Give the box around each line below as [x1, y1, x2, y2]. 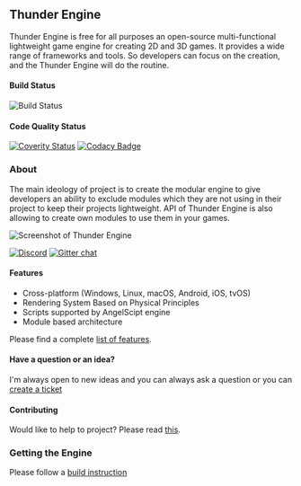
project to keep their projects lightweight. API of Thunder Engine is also [9, 202, 274, 214]
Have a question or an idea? [9, 354, 115, 365]
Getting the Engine [9, 446, 93, 459]
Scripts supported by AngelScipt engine [22, 306, 171, 317]
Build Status [9, 80, 56, 91]
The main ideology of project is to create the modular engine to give [9, 183, 261, 194]
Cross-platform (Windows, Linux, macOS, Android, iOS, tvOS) [22, 287, 252, 298]
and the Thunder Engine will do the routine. [9, 59, 170, 70]
